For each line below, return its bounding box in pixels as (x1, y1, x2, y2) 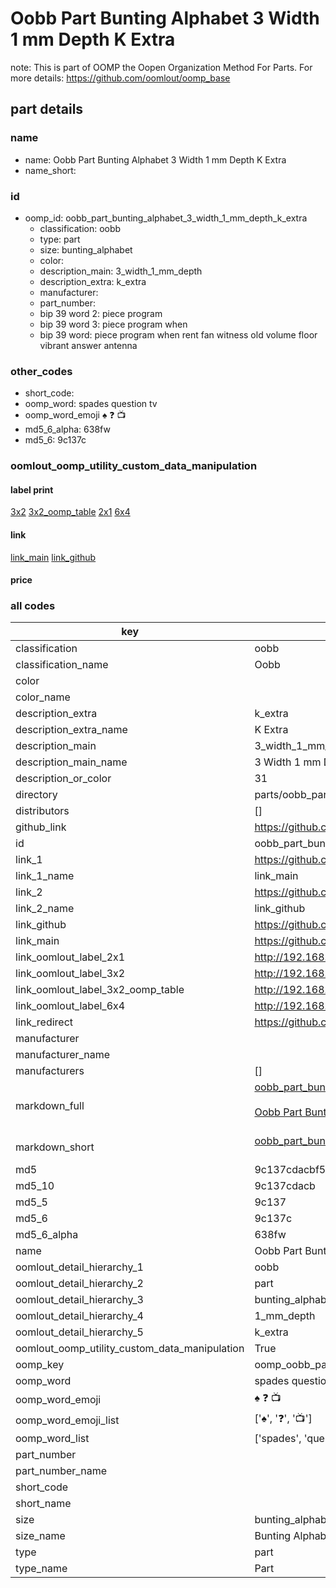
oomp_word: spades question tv (24, 398, 158, 410)
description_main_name (15, 755, 128, 769)
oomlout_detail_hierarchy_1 (15, 1260, 144, 1274)
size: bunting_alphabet (39, 243, 133, 256)
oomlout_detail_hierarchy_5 (15, 1325, 144, 1339)
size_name (15, 1529, 66, 1543)
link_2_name (15, 902, 75, 916)
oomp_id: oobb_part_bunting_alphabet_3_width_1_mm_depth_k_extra (24, 212, 308, 224)
